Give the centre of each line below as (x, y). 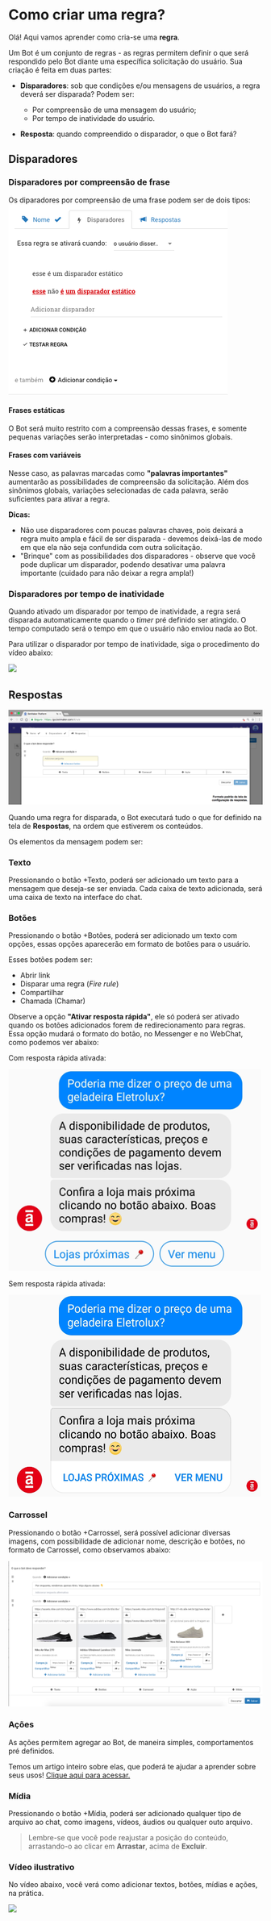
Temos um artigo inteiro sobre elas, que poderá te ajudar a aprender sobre (132, 1766)
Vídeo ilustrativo (42, 1867)
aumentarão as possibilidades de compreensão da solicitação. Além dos (129, 482)
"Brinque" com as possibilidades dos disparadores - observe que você (138, 556)
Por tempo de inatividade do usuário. (94, 118)
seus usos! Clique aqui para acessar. (69, 1775)
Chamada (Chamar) (53, 1001)
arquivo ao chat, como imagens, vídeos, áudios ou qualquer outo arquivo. (130, 1822)
